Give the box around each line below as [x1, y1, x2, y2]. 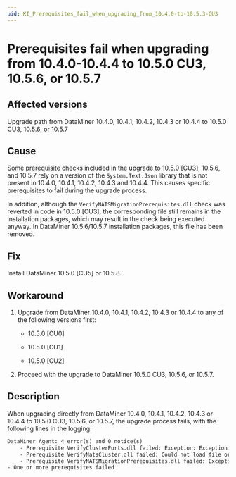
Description [7, 390, 60, 402]
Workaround [7, 290, 64, 302]
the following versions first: [17, 316, 97, 324]
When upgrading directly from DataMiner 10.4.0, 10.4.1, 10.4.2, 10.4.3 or [7, 409, 213, 418]
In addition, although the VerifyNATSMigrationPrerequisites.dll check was [7, 200, 226, 209]
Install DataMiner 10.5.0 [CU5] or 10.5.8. [7, 269, 122, 278]
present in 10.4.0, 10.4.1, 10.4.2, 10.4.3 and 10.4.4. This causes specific [7, 179, 211, 187]
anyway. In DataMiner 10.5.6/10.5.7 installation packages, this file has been [7, 223, 223, 231]
